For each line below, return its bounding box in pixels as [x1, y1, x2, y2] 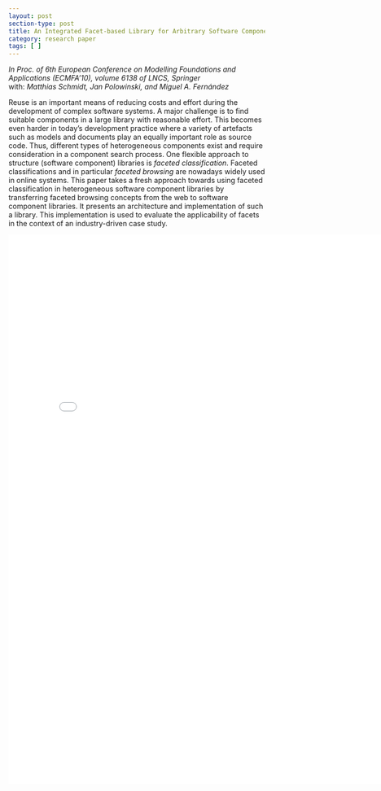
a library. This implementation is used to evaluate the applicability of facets [8, 210, 260, 220]
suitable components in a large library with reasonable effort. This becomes [8, 115, 262, 125]
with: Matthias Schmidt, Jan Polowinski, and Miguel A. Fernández [8, 82, 230, 92]
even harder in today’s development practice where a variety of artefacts [8, 124, 253, 133]
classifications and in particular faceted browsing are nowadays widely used [8, 167, 265, 177]
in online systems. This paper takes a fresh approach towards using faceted [8, 176, 263, 186]
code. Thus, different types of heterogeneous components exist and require [8, 141, 263, 151]
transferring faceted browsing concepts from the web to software [8, 193, 229, 203]
